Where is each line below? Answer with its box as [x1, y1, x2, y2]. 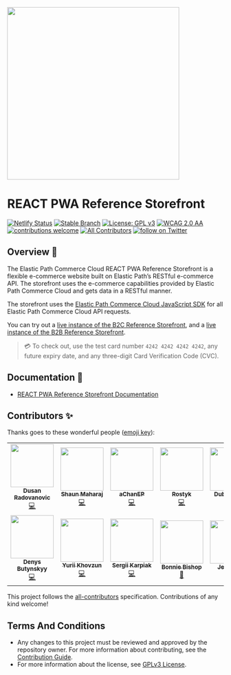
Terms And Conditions [7, 620, 105, 632]
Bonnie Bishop [161, 562, 202, 571]
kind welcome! [7, 600, 49, 608]
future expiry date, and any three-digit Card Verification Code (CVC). [23, 351, 219, 360]
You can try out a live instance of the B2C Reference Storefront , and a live [7, 320, 217, 329]
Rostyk [171, 490, 192, 498]
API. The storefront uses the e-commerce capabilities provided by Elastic [7, 279, 214, 287]
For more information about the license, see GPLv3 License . [16, 661, 187, 669]
